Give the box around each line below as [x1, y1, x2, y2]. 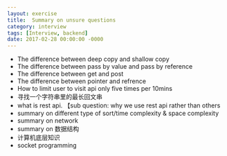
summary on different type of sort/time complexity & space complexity [17, 109, 219, 118]
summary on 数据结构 [17, 125, 80, 133]
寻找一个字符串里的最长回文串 [17, 93, 102, 101]
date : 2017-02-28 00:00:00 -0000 [7, 36, 104, 43]
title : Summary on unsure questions [7, 17, 116, 24]
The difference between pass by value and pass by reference [17, 62, 193, 71]
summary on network [17, 116, 78, 125]
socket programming [17, 141, 78, 150]
